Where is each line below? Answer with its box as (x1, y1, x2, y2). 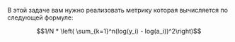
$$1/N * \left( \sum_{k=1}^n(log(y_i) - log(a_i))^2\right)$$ (36, 27, 202, 35)
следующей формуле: (7, 13, 74, 22)
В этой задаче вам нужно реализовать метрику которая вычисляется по (7, 6, 229, 14)
